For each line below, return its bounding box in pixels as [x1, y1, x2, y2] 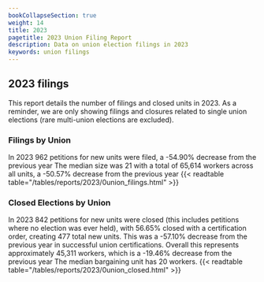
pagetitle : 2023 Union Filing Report [8, 33, 132, 42]
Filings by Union [8, 135, 72, 146]
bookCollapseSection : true [8, 11, 97, 20]
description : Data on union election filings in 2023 [8, 41, 189, 49]
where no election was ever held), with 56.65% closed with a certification [8, 224, 247, 233]
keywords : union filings [8, 48, 90, 56]
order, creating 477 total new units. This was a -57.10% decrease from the [8, 232, 248, 241]
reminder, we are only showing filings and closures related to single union [8, 106, 247, 116]
